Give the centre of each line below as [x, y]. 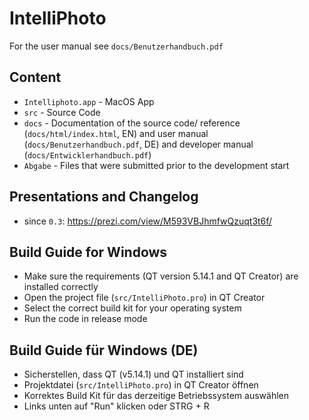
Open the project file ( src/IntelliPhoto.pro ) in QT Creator [144, 298]
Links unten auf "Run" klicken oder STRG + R [116, 406]
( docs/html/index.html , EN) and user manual [116, 133]
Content [35, 77]
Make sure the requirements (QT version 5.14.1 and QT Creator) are [161, 276]
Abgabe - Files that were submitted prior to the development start [156, 165]
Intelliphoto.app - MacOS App [89, 101]
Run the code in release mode [85, 319]
